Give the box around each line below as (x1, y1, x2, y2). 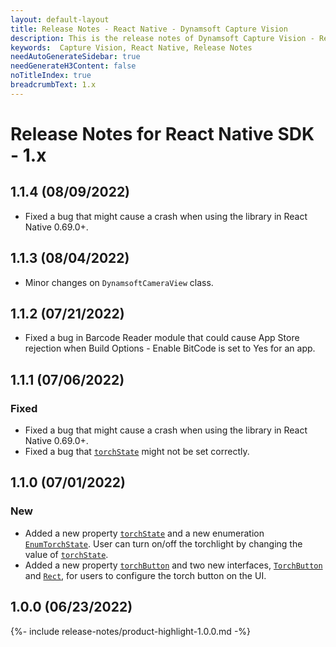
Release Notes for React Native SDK (10, 122, 315, 145)
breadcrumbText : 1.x (10, 80, 97, 90)
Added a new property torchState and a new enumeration (24, 527, 265, 539)
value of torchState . (24, 548, 109, 560)
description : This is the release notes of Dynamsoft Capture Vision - (10, 33, 315, 43)
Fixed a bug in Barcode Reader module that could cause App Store (24, 332, 300, 344)
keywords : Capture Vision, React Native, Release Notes (10, 42, 253, 53)
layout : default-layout (10, 14, 110, 25)
